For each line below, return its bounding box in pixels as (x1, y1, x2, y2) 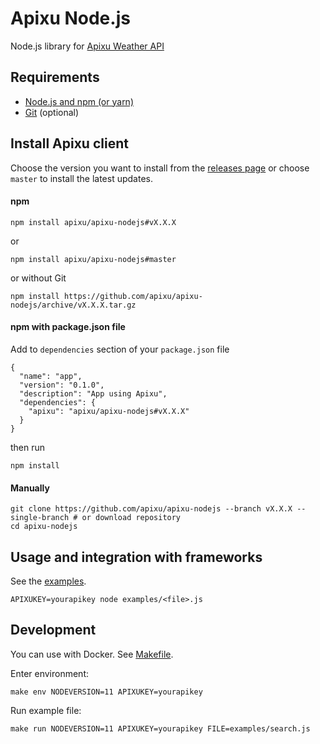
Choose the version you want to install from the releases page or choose (10, 162, 310, 174)
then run (10, 441, 46, 453)
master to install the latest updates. (10, 172, 153, 184)
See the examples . (10, 575, 87, 587)
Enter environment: (10, 667, 90, 679)
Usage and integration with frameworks (10, 548, 263, 566)
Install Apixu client (10, 135, 129, 152)
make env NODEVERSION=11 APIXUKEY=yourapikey (10, 687, 203, 697)
